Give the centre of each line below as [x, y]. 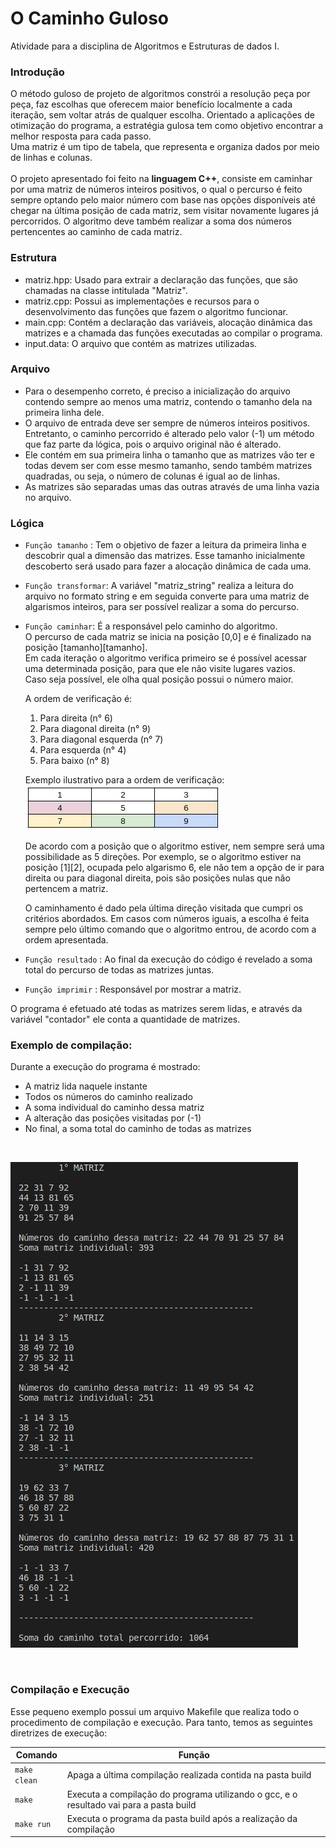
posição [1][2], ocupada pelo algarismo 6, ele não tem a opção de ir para [174, 868]
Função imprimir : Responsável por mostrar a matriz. [133, 989]
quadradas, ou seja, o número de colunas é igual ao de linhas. [152, 476]
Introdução [37, 72]
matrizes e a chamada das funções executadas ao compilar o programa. [173, 333]
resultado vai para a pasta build [131, 1804]
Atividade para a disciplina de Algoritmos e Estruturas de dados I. [145, 46]
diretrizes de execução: [59, 1733]
